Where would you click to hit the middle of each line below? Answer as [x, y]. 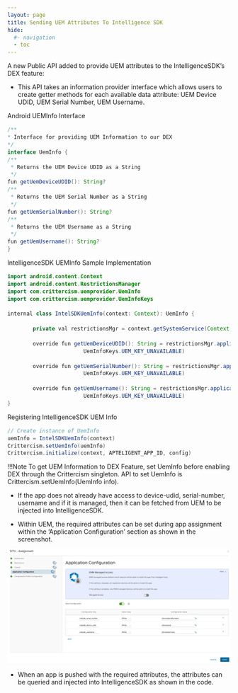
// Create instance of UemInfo [53, 431]
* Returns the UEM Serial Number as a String [79, 197]
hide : [15, 30]
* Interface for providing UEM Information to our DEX [90, 137]
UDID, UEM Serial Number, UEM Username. [81, 102]
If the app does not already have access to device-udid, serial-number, [121, 496]
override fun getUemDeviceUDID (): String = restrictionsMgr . [125, 343]
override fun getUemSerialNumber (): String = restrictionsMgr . [128, 366]
